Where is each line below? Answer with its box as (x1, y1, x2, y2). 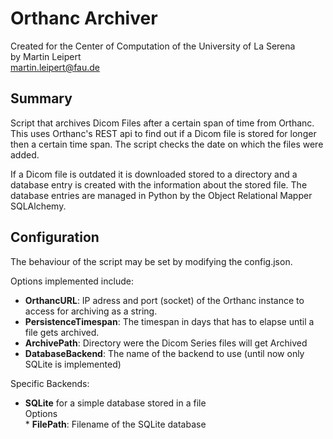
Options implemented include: (10, 275, 134, 287)
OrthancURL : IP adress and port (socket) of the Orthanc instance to (24, 294, 305, 306)
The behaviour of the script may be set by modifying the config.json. (10, 255, 293, 267)
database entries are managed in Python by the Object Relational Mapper (10, 189, 313, 201)
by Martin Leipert (10, 50, 82, 62)
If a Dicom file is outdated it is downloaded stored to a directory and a (10, 168, 298, 180)
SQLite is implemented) (24, 358, 122, 370)
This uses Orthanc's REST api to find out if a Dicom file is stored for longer (10, 127, 317, 139)
